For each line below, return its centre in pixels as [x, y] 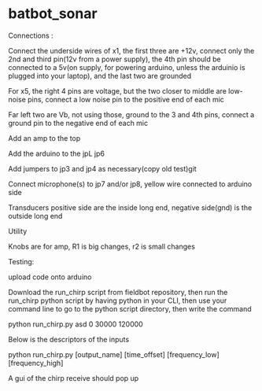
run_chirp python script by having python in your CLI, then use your [118, 301]
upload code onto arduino [50, 277]
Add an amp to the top [44, 138]
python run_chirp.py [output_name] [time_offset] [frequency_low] [114, 354]
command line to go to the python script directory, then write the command [130, 308]
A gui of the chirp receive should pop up [74, 378]
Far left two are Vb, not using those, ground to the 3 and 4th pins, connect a [131, 114]
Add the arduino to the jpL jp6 [56, 153]
